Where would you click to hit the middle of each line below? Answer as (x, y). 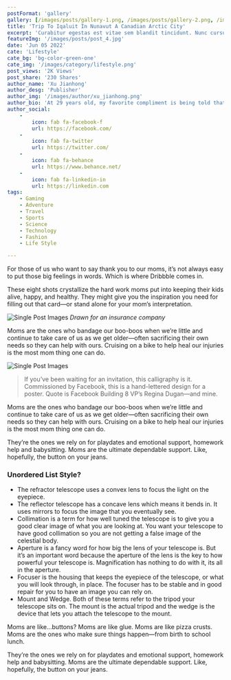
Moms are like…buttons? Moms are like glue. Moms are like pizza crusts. (110, 627)
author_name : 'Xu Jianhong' (47, 84)
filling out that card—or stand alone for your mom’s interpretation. (100, 304)
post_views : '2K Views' (41, 71)
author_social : (29, 109)
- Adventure (36, 205)
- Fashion (34, 237)
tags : (15, 192)
